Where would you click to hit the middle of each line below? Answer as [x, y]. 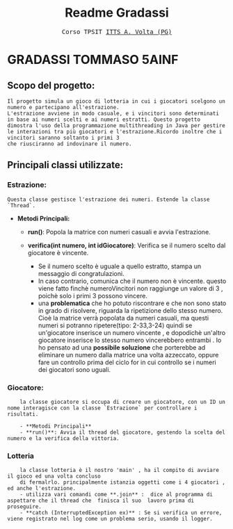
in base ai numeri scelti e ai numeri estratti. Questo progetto [104, 120]
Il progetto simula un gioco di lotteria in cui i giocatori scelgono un [116, 101]
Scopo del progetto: [51, 85]
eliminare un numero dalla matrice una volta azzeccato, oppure [128, 355]
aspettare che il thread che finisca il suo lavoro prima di [101, 501]
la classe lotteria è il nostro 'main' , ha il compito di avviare [119, 471]
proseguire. [24, 507]
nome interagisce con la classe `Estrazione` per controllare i [102, 408]
